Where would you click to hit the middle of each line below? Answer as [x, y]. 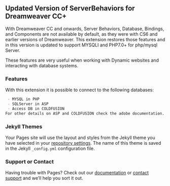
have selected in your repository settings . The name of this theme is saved [83, 143]
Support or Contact [30, 162]
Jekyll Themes [24, 126]
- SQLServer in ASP [28, 104]
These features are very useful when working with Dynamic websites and [82, 60]
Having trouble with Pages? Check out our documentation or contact [77, 173]
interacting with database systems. [42, 65]
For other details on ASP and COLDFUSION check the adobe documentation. [85, 113]
